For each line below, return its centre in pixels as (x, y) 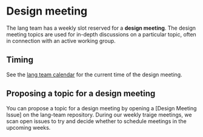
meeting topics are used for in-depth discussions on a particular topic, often (101, 34)
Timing (20, 60)
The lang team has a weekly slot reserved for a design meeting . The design (101, 28)
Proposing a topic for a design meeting (81, 94)
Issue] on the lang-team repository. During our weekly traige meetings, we (99, 115)
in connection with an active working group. (61, 41)
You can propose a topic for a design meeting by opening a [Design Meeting (101, 108)
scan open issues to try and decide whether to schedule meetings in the (96, 121)
